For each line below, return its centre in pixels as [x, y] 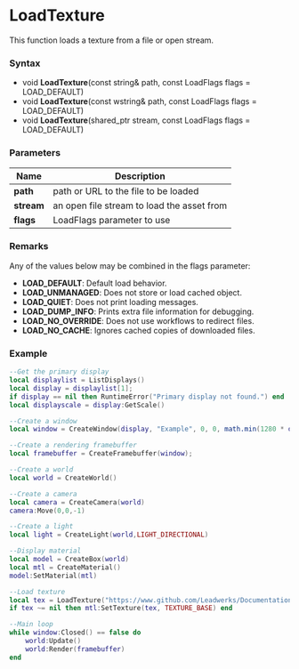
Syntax [25, 63]
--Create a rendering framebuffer [73, 446]
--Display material [45, 551]
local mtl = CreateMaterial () [65, 567]
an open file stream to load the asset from [140, 206]
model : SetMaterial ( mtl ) [53, 576]
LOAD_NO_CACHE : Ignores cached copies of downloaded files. [138, 330]
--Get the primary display [59, 372]
